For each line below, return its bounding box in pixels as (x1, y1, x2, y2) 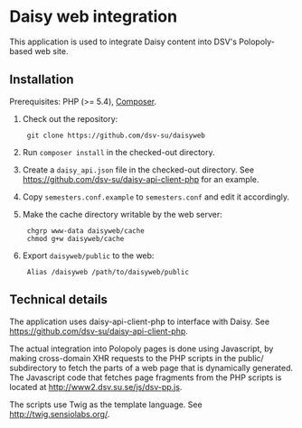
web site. (34, 45, 69, 56)
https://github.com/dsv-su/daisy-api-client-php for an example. (22, 173, 260, 184)
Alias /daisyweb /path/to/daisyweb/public (26, 267, 190, 276)
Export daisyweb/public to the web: (22, 250, 155, 261)
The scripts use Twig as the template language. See (9, 399, 203, 410)
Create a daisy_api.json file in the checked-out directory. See (22, 164, 255, 175)
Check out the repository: (22, 113, 118, 124)
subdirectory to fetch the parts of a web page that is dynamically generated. (9, 362, 294, 373)
